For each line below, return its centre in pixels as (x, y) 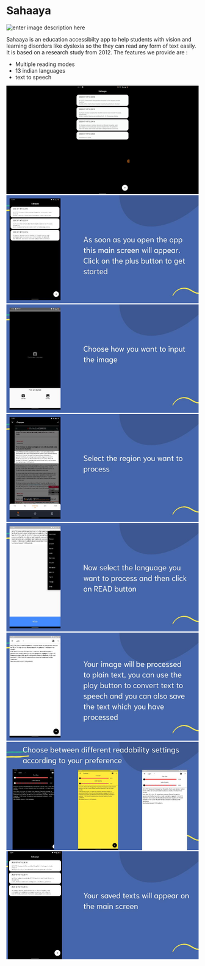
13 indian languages (40, 70)
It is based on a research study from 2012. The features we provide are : (97, 52)
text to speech (33, 77)
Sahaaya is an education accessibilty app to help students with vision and (99, 39)
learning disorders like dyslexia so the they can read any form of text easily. (101, 46)
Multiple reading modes (45, 64)
